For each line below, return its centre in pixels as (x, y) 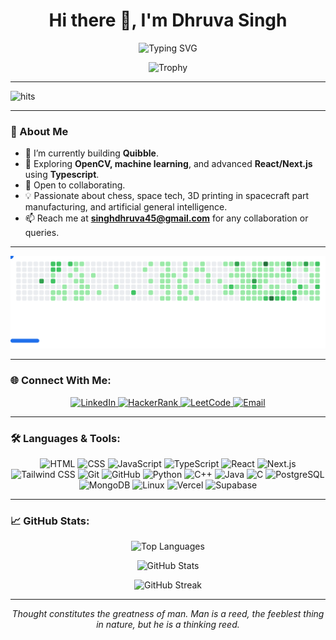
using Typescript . (62, 175)
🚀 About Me (39, 131)
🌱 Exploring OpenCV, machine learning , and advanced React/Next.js (168, 164)
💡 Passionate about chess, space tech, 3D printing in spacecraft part (167, 196)
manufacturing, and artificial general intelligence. (126, 207)
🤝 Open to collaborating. (75, 185)
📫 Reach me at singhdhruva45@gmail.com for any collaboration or (166, 218)
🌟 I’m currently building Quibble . (91, 153)
